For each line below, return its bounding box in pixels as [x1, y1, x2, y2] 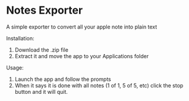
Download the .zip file [14, 46, 68, 53]
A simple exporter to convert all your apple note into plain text [6, 23, 157, 30]
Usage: [6, 64, 24, 71]
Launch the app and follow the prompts [14, 75, 111, 83]
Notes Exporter [6, 4, 83, 17]
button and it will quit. [14, 88, 68, 95]
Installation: [6, 34, 34, 42]
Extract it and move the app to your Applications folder [14, 52, 149, 59]
